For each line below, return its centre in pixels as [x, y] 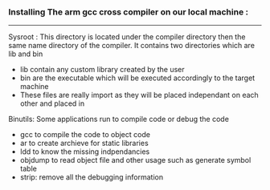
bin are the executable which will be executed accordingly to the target [137, 78]
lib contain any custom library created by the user [102, 70]
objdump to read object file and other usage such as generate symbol [135, 160]
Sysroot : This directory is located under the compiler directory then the [127, 37]
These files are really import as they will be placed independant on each [139, 95]
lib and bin [26, 54]
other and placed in [52, 103]
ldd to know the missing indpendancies [85, 152]
